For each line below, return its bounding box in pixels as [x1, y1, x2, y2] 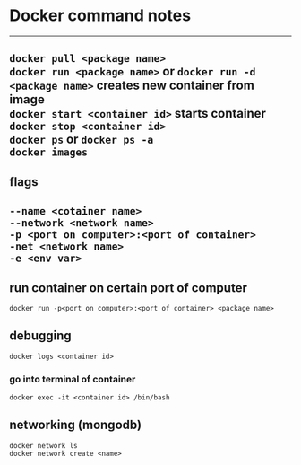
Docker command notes [9, 5, 191, 26]
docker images [9, 145, 88, 159]
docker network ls [9, 441, 78, 450]
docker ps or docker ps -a [9, 132, 154, 147]
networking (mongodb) [9, 417, 142, 433]
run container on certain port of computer [9, 280, 248, 295]
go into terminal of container [9, 373, 136, 385]
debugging [9, 329, 72, 344]
